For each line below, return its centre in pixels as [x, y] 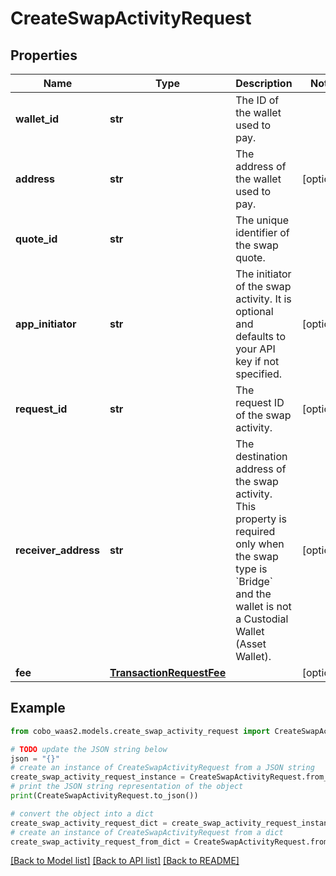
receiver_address [57, 550]
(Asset [251, 644]
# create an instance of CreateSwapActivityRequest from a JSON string [162, 768]
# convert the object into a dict [82, 813]
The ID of [257, 100]
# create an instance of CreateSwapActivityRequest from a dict [147, 832]
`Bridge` [254, 581]
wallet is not [263, 606]
